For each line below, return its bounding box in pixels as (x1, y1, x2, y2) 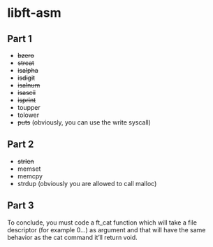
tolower (17, 111, 40, 119)
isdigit (17, 73, 36, 82)
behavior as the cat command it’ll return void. (7, 233, 138, 241)
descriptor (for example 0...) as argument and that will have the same (7, 225, 206, 234)
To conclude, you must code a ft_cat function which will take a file (7, 218, 198, 227)
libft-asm (7, 5, 61, 21)
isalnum (17, 81, 41, 89)
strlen (17, 157, 35, 165)
